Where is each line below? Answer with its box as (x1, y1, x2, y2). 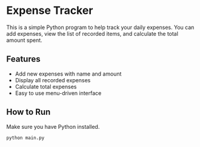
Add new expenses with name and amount (15, 70, 122, 77)
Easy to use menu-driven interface (15, 89, 102, 97)
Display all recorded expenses (15, 76, 91, 83)
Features (6, 54, 41, 64)
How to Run (6, 107, 51, 117)
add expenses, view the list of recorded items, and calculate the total (6, 30, 179, 37)
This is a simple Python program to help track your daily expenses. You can (6, 24, 195, 31)
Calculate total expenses (15, 83, 77, 90)
